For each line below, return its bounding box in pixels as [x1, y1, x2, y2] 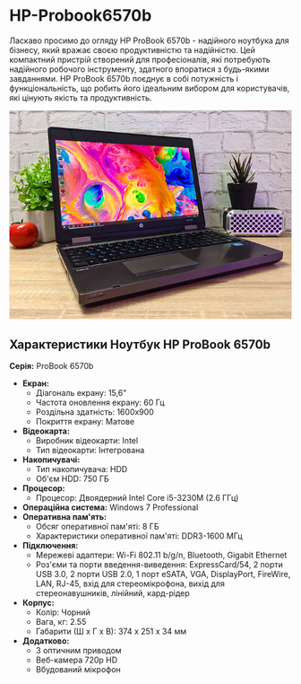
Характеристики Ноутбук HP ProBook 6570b [9, 337, 271, 352]
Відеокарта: [21, 425, 70, 436]
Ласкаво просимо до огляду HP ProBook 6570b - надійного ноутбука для [9, 35, 289, 46]
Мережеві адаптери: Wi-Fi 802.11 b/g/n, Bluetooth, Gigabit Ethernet [35, 549, 288, 560]
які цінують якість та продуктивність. [9, 92, 152, 103]
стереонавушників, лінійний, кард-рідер [35, 587, 190, 598]
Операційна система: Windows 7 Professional [21, 502, 199, 513]
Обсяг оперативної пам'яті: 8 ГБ [35, 521, 159, 531]
